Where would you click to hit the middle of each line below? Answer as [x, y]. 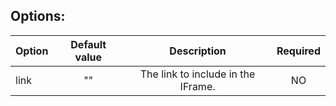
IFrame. [197, 86]
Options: [38, 16]
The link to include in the [197, 74]
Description [198, 51]
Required [298, 51]
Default [88, 44]
